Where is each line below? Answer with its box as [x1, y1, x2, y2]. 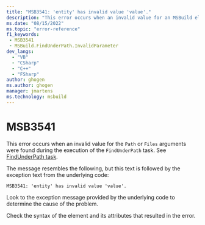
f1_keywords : [6, 32, 40, 38]
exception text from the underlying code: [6, 171, 109, 178]
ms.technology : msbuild [6, 94, 67, 100]
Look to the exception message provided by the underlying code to [6, 193, 175, 201]
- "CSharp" [12, 60, 40, 66]
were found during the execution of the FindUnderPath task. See [6, 147, 167, 154]
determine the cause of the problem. [6, 200, 99, 207]
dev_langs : [6, 49, 34, 55]
